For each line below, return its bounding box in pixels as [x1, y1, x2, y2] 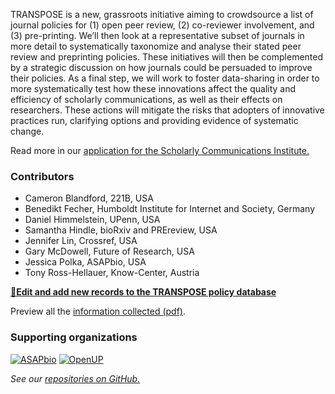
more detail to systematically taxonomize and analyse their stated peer [10, 40, 302, 52]
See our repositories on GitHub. [10, 372, 141, 384]
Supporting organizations [10, 330, 138, 344]
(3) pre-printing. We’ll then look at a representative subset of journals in [10, 30, 305, 41]
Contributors [10, 169, 75, 183]
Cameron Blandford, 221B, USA [24, 192, 154, 204]
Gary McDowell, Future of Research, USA [24, 245, 195, 258]
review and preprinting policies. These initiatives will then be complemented [10, 51, 324, 63]
